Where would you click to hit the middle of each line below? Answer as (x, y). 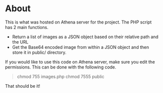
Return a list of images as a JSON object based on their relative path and (85, 37)
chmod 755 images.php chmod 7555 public (61, 76)
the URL (20, 42)
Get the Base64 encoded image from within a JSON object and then (81, 47)
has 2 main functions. (27, 27)
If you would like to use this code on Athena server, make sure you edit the (80, 62)
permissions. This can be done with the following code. (61, 67)
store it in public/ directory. (39, 52)
